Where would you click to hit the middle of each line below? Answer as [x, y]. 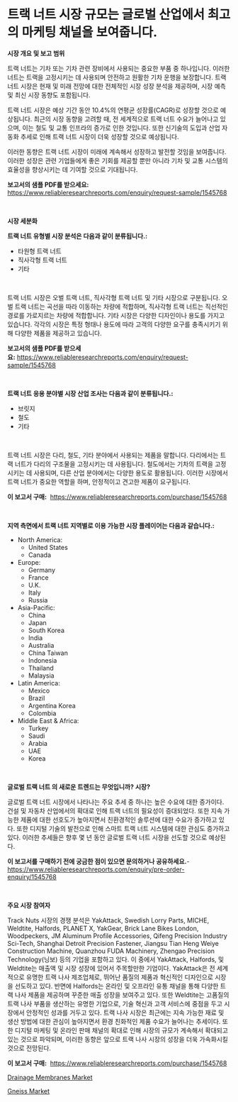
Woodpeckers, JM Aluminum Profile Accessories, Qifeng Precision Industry [118, 936]
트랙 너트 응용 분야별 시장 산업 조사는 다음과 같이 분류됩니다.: [90, 393]
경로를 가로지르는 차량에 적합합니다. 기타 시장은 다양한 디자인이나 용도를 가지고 [116, 315]
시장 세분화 [22, 221]
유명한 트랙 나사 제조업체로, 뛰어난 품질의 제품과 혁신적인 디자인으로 [120, 977]
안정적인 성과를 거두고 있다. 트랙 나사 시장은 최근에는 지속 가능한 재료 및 [125, 1013]
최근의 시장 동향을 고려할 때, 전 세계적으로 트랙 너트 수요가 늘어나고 [126, 119]
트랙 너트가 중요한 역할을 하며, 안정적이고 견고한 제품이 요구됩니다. [99, 481]
